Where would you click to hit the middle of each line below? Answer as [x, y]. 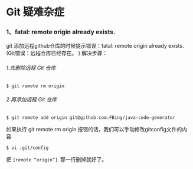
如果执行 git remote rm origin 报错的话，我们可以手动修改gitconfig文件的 [94, 129]
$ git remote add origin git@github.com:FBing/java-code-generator [91, 117]
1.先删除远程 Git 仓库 [31, 68]
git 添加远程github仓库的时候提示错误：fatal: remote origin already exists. [95, 46]
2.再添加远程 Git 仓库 [32, 100]
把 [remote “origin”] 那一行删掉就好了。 [57, 159]
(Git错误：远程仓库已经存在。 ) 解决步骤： [57, 53]
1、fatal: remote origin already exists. [61, 32]
